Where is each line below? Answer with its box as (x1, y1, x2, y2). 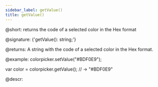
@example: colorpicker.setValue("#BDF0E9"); (5, 56, 102, 62)
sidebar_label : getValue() (5, 7, 63, 13)
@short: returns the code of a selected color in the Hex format (5, 26, 137, 32)
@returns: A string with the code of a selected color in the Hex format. (5, 46, 153, 52)
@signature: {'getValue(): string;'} (5, 36, 77, 42)
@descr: (5, 76, 23, 82)
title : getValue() (5, 12, 44, 17)
